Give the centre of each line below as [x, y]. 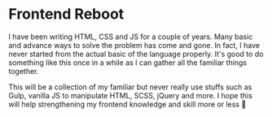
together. [24, 71]
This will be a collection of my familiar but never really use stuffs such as [130, 87]
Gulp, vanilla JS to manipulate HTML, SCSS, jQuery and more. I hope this [130, 95]
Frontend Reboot [66, 14]
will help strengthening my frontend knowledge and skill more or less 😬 [127, 104]
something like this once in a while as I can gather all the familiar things [127, 63]
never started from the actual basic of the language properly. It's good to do [136, 54]
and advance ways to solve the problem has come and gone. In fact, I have [134, 45]
